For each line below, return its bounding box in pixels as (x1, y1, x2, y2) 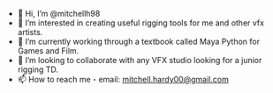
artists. (17, 27, 43, 37)
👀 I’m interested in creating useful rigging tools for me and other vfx (17, 18, 265, 28)
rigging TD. (17, 64, 59, 75)
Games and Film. (17, 46, 80, 56)
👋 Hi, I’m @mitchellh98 (17, 9, 101, 18)
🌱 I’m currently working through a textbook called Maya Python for (17, 36, 261, 46)
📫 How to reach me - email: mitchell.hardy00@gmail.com (17, 75, 230, 84)
